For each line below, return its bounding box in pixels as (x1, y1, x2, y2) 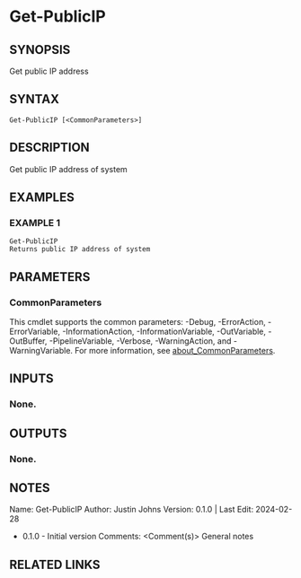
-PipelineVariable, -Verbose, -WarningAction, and (49, 336, 232, 346)
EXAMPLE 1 (9, 216, 61, 229)
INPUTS (9, 371, 54, 387)
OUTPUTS (9, 425, 67, 441)
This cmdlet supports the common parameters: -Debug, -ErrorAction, (9, 317, 267, 327)
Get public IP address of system (9, 163, 128, 174)
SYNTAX (9, 92, 60, 107)
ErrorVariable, (9, 326, 61, 337)
